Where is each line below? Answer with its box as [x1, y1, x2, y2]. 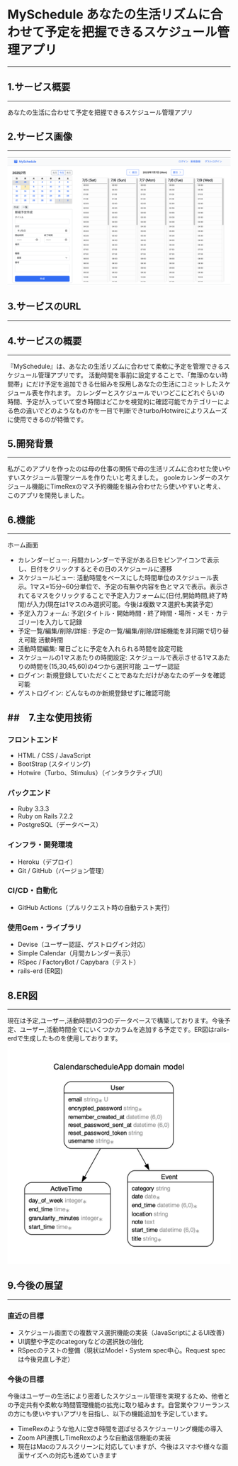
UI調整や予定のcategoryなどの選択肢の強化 [17, 1338, 144, 1346]
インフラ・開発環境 [7, 840, 73, 850]
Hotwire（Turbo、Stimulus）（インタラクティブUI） [17, 768, 167, 777]
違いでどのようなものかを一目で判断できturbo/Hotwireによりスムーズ [25, 406, 228, 415]
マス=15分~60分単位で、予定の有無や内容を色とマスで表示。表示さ [33, 582, 229, 591]
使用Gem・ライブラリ [7, 923, 82, 933]
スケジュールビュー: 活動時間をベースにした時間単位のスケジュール [17, 574, 213, 582]
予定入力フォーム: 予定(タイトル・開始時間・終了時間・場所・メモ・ [17, 609, 216, 618]
